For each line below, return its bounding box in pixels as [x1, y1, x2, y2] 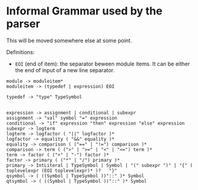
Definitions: [6, 48, 35, 55]
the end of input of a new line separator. [14, 66, 115, 73]
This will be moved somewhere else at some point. [6, 37, 132, 44]
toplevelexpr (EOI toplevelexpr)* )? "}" [6, 167, 118, 174]
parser [6, 17, 40, 31]
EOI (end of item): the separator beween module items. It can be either [14, 60, 190, 67]
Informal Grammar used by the [6, 4, 163, 18]
